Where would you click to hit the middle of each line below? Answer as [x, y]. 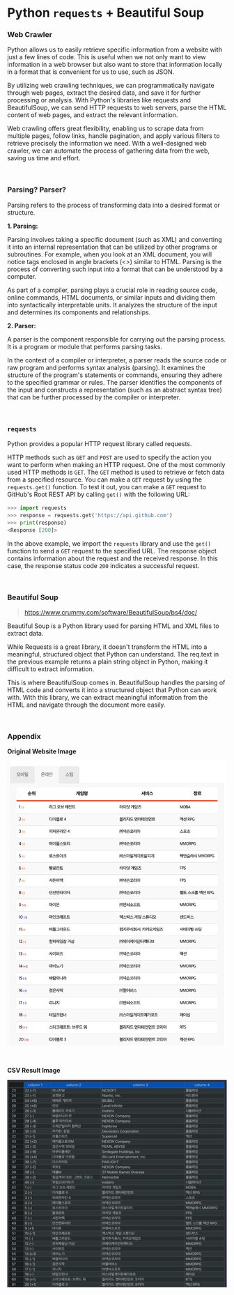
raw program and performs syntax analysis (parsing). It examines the [106, 367]
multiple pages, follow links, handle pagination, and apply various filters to [114, 136]
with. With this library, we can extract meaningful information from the [108, 697]
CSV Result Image [34, 1071]
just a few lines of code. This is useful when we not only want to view [107, 57]
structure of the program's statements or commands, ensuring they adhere [115, 375]
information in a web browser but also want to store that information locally [115, 65]
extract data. [25, 633]
